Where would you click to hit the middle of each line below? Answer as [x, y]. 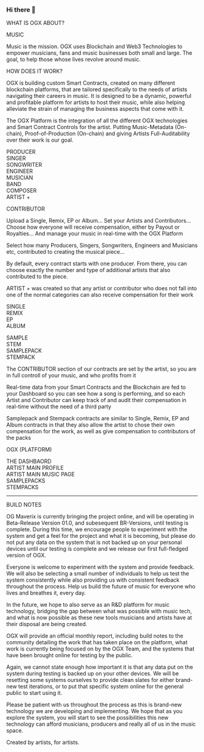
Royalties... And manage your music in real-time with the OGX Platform [95, 234]
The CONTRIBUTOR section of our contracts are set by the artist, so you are [101, 369]
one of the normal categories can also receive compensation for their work [100, 295]
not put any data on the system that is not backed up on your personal [94, 542]
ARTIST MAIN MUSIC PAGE [40, 475]
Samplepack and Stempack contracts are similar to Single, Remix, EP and [98, 419]
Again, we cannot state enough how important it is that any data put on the [100, 667]
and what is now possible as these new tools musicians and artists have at [99, 618]
